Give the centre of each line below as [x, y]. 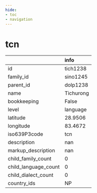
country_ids [21, 183]
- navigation [19, 19]
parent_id [19, 85]
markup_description [32, 151]
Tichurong [77, 93]
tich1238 [76, 69]
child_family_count [30, 159]
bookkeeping [23, 101]
